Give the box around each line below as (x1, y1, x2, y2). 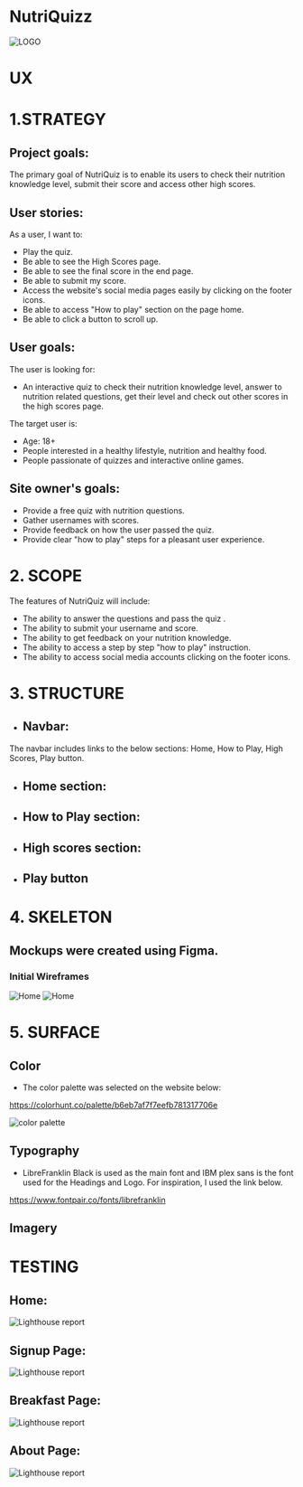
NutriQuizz (9, 6, 93, 27)
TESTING (9, 1256, 79, 1277)
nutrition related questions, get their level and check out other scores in (22, 391, 289, 401)
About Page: (9, 1444, 81, 1459)
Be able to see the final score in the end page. (22, 265, 194, 277)
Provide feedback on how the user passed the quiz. (22, 524, 215, 535)
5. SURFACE (9, 1022, 101, 1043)
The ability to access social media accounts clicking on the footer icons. (22, 651, 291, 662)
